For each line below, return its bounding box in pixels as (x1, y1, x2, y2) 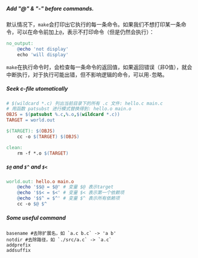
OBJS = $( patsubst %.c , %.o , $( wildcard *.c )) (6, 112, 120, 118)
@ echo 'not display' (17, 46, 69, 52)
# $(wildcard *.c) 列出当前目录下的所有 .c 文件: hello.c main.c (6, 100, 163, 106)
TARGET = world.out (6, 117, 56, 123)
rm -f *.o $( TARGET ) (17, 150, 69, 156)
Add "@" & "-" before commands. (6, 5, 94, 12)
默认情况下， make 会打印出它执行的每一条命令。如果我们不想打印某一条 (6, 21, 181, 28)
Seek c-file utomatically (6, 85, 68, 92)
